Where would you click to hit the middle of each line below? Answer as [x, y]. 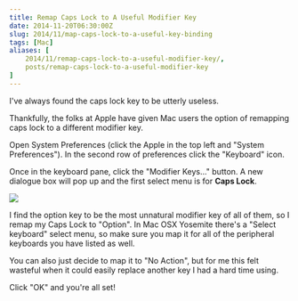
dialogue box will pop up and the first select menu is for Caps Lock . [133, 181]
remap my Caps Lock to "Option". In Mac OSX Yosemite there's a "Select [143, 224]
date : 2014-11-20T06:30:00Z [61, 26]
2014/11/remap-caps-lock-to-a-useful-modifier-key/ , [125, 59]
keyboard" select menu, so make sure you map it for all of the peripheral [142, 233]
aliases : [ [29, 51]
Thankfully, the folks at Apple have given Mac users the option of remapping [149, 118]
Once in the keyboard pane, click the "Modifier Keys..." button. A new [137, 171]
